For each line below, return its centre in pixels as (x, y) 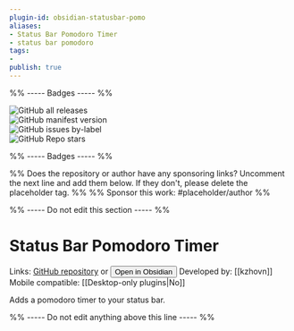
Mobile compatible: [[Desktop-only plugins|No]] (97, 282)
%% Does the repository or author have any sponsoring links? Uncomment (147, 173)
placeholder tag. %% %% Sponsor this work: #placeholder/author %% (140, 192)
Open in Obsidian (143, 272)
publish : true (36, 68)
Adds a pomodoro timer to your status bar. (87, 300)
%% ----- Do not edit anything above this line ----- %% (112, 317)
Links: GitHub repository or (59, 271)
